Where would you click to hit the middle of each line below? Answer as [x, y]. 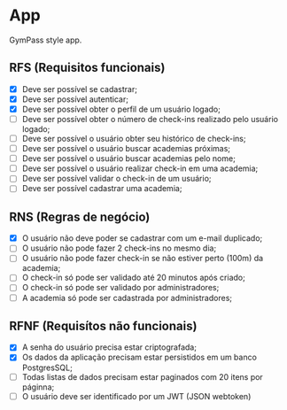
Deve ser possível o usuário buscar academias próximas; [126, 149]
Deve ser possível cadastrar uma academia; [102, 189]
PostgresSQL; [47, 367]
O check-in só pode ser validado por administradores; [120, 288]
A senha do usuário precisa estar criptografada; [109, 347]
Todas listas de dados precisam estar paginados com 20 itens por [142, 376]
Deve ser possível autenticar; [75, 99]
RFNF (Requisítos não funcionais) [103, 325]
